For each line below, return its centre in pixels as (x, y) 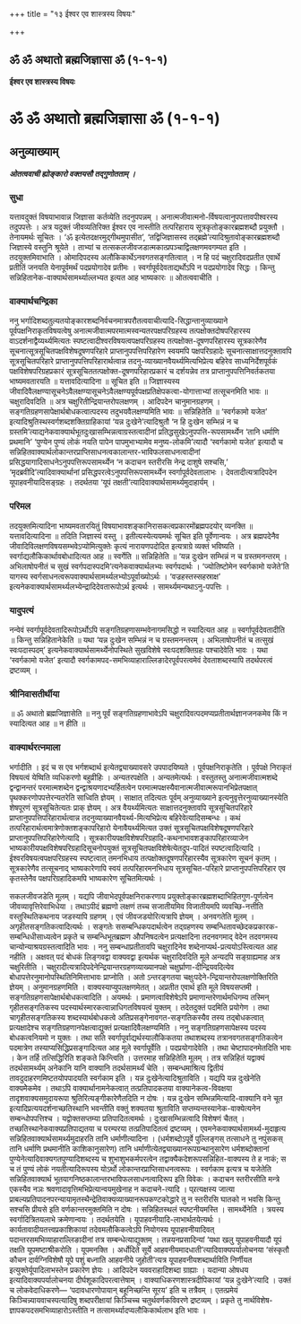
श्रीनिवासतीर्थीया (34, 694)
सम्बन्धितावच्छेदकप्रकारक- (242, 926)
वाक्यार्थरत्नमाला (35, 748)
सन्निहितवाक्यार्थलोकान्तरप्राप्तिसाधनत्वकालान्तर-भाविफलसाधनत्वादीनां (105, 452)
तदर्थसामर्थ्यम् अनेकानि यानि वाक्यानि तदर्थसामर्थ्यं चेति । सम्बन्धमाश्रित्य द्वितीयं (116, 1067)
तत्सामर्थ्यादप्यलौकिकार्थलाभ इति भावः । (151, 1310)
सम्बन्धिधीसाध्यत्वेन (35, 936)
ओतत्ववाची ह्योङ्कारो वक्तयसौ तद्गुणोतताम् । (73, 173)
